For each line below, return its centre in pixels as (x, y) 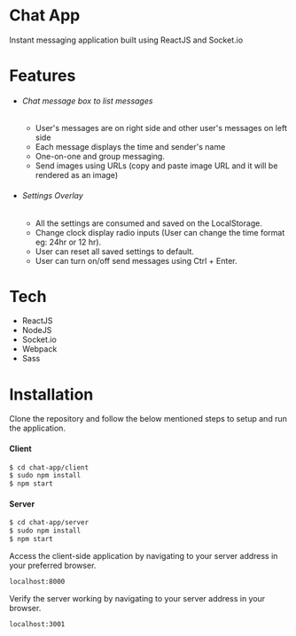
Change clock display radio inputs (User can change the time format (160, 232)
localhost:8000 (37, 582)
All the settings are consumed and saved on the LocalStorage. (149, 223)
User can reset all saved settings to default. (115, 251)
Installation (51, 394)
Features (43, 76)
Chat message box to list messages (87, 101)
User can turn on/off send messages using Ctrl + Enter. (136, 260)
